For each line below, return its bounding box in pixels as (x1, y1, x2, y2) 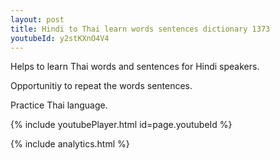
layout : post (10, 14, 65, 25)
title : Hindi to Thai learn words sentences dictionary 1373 (10, 24, 271, 34)
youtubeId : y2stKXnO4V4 (10, 33, 110, 43)
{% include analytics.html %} (10, 138, 130, 150)
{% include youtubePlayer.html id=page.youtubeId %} (10, 119, 233, 131)
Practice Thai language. (10, 99, 108, 111)
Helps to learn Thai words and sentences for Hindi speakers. (10, 61, 260, 73)
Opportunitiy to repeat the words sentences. (10, 80, 193, 92)
